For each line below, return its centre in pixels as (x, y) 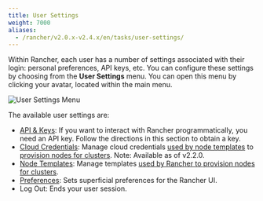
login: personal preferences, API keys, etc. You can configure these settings (131, 68)
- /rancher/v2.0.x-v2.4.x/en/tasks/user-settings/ (100, 37)
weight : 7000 (29, 23)
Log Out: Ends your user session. (73, 188)
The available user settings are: (59, 115)
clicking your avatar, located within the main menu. (90, 85)
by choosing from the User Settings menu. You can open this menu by (122, 76)
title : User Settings (44, 15)
